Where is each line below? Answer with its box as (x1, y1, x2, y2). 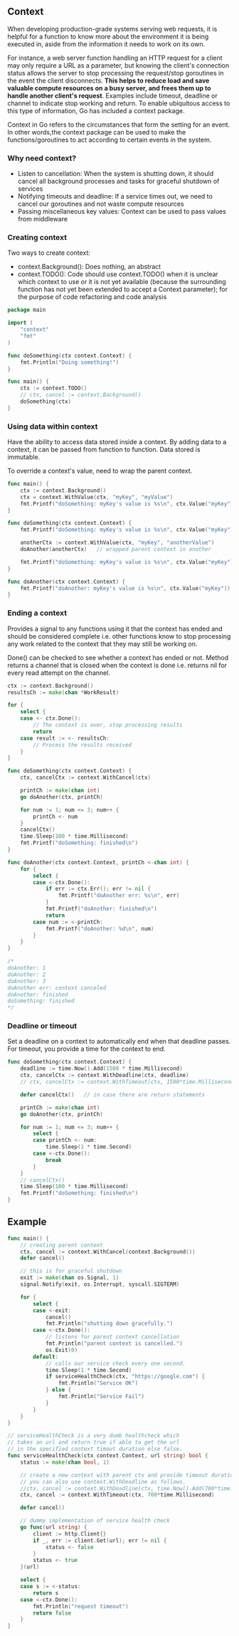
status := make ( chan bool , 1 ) (20, 1459, 110, 1466)
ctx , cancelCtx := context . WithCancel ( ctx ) (20, 774, 152, 782)
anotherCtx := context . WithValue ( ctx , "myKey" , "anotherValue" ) (20, 539, 215, 547)
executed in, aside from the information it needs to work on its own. (7, 39, 206, 48)
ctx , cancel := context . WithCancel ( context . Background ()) (20, 1248, 196, 1255)
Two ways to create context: (7, 248, 91, 257)
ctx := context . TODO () (20, 384, 87, 392)
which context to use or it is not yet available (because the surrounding (17, 278, 226, 286)
